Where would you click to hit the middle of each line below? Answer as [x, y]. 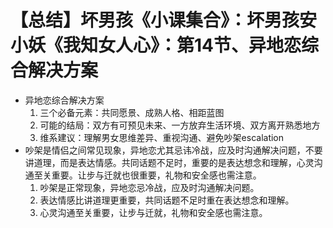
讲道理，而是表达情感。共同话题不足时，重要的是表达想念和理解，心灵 [169, 162]
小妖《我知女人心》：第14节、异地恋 [156, 45]
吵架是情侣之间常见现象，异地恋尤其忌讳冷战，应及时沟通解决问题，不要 [173, 150]
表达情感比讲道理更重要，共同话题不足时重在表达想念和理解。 [167, 200]
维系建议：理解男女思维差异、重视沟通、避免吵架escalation [162, 137]
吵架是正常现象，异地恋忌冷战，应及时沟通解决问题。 [149, 187]
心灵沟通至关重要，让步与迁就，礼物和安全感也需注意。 [153, 212]
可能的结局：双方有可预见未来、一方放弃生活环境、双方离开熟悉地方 [180, 125]
